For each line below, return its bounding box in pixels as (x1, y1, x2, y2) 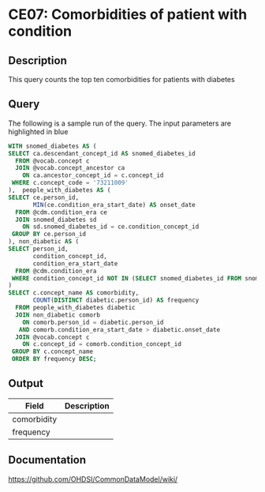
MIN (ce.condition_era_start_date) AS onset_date (32, 201, 196, 208)
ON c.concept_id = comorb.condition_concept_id (22, 340, 181, 348)
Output (8, 377, 43, 390)
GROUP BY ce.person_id (11, 231, 87, 238)
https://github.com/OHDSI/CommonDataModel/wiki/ (8, 474, 178, 483)
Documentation (8, 453, 87, 467)
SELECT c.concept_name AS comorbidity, (8, 289, 140, 297)
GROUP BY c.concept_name (11, 347, 93, 356)
